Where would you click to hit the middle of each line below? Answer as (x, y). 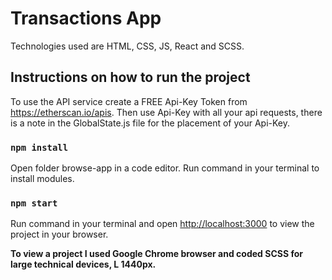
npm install (39, 147)
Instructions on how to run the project (130, 77)
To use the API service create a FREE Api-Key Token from (129, 101)
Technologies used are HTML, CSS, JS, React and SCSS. (127, 46)
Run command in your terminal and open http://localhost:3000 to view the (162, 224)
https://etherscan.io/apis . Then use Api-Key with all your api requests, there (166, 112)
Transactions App (86, 18)
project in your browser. (59, 234)
